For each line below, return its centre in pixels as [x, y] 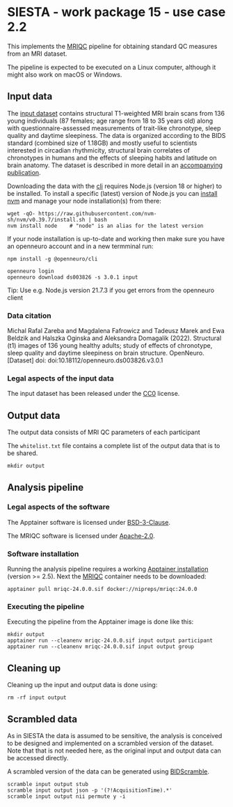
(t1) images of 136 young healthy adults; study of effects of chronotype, [110, 346]
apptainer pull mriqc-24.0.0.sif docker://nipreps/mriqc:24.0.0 [102, 590]
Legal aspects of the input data [61, 378]
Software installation [43, 553]
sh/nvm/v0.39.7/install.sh [46, 220]
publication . [24, 172]
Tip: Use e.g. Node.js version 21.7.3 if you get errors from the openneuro [111, 290]
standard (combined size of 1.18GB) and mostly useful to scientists [102, 143]
